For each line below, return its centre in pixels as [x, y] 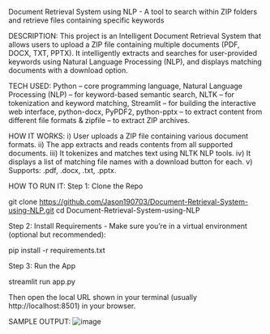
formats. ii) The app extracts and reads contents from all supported [121, 144]
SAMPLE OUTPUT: [40, 321]
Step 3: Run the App [42, 266]
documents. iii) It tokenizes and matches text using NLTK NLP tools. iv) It [130, 153]
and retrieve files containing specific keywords [86, 20]
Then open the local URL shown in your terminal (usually [103, 297]
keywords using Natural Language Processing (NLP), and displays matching [135, 61]
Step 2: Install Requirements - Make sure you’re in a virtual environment [128, 226]
